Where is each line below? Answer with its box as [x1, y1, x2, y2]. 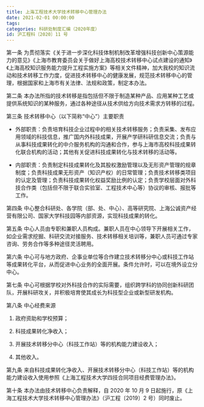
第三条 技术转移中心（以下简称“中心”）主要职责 [6, 113, 124, 120]
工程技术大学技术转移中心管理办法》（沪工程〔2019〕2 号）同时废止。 [11, 394, 186, 402]
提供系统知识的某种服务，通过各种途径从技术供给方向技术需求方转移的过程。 [6, 100, 198, 107]
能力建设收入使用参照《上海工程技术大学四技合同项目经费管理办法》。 [6, 374, 179, 381]
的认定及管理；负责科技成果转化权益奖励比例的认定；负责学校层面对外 [15, 177, 191, 184]
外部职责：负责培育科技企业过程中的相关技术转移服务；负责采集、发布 [15, 126, 191, 133]
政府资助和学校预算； [15, 315, 69, 322]
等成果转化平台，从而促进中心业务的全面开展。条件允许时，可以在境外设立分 [6, 261, 198, 268]
